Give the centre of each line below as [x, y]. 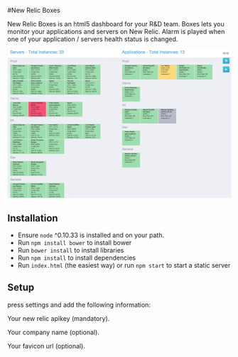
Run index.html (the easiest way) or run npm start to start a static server [124, 265]
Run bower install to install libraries [71, 250]
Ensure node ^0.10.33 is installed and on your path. [91, 235]
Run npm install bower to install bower [75, 242]
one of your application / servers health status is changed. [93, 39]
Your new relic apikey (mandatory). [59, 318]
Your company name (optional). [53, 332]
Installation [33, 218]
